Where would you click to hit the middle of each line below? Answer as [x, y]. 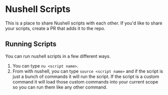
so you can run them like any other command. [60, 87]
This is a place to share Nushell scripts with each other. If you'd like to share [84, 23]
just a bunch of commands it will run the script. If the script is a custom [86, 76]
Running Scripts [31, 44]
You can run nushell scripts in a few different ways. [58, 56]
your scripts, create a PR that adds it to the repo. [55, 28]
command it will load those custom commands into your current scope [85, 81]
